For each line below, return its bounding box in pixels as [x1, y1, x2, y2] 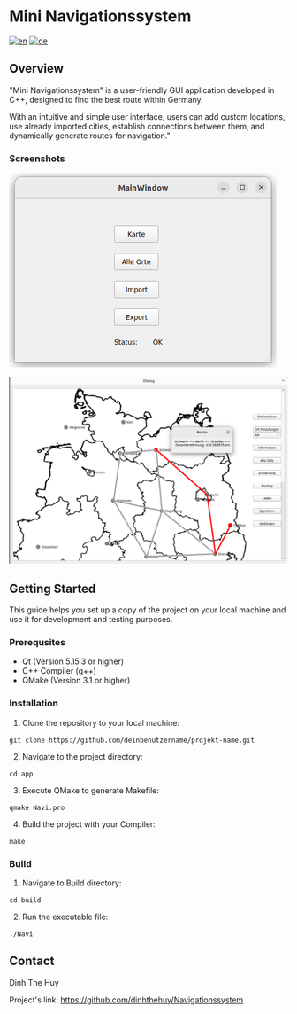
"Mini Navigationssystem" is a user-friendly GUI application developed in [9, 84, 275, 95]
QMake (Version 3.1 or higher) [21, 675, 131, 686]
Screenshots [9, 152, 65, 165]
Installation [9, 698, 59, 710]
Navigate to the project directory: [21, 751, 143, 761]
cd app [9, 769, 34, 778]
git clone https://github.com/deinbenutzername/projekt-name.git [9, 736, 255, 745]
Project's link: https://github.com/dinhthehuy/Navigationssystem [9, 994, 244, 1005]
